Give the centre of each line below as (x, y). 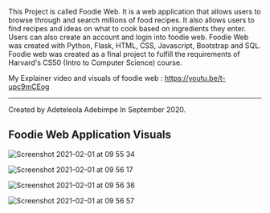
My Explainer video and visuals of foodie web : (86, 78)
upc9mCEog (29, 86)
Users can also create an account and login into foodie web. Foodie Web (129, 37)
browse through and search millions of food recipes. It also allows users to (131, 20)
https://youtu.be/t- (195, 78)
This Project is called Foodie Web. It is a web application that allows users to (135, 12)
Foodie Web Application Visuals (90, 135)
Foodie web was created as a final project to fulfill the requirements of (125, 54)
